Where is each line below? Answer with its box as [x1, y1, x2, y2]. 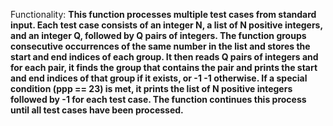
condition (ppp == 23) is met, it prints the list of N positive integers [10, 83, 293, 94]
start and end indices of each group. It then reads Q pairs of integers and [10, 51, 319, 63]
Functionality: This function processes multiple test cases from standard [10, 9, 317, 20]
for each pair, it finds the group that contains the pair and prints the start [10, 62, 318, 73]
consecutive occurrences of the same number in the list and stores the [10, 40, 311, 52]
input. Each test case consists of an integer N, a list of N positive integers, [10, 19, 323, 31]
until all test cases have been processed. [10, 104, 184, 116]
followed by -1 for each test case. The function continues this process [10, 94, 307, 105]
